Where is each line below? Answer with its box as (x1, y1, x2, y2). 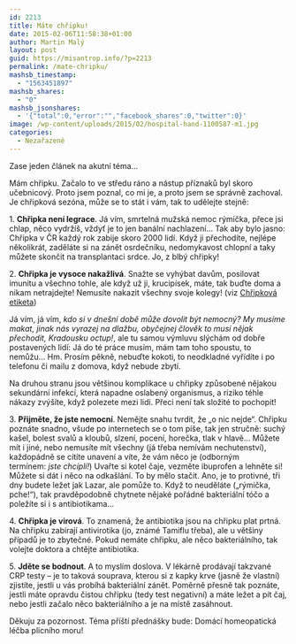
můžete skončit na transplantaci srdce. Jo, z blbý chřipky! (9, 251, 219, 262)
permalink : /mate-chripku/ (9, 63, 109, 72)
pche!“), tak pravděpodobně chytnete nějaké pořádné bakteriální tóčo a (9, 488, 269, 500)
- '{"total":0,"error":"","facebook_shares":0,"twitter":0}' (17, 111, 247, 120)
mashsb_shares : (9, 87, 65, 96)
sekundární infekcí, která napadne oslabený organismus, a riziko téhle (9, 387, 263, 398)
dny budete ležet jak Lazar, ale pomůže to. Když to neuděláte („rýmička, (9, 479, 271, 490)
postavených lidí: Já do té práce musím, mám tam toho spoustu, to (9, 341, 252, 352)
